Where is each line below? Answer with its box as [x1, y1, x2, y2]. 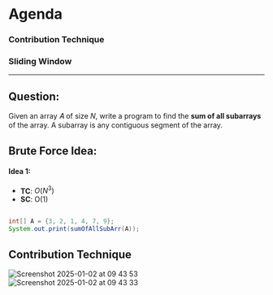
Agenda [8, 5, 63, 24]
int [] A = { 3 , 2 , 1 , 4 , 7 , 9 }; [8, 217, 115, 226]
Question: [8, 89, 60, 103]
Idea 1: [8, 167, 31, 176]
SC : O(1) [19, 194, 49, 204]
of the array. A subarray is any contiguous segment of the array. [8, 120, 223, 130]
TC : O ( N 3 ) [19, 184, 54, 196]
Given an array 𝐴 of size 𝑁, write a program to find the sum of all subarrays [8, 111, 262, 121]
